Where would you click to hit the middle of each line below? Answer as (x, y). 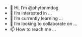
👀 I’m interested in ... (31, 13)
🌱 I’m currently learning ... (36, 18)
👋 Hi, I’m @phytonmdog (34, 8)
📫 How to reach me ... (33, 29)
